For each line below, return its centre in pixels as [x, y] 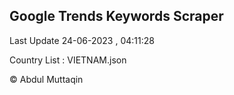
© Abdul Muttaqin [46, 79]
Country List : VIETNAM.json [68, 60]
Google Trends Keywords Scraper [116, 16]
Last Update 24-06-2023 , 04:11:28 [82, 40]
